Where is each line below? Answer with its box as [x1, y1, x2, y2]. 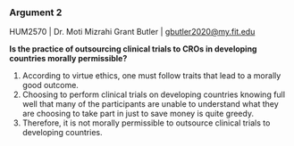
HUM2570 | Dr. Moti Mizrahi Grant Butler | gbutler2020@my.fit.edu [9, 27, 256, 37]
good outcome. [21, 80, 79, 91]
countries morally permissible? [9, 53, 128, 64]
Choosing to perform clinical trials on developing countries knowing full [21, 89, 286, 100]
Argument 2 [9, 6, 63, 19]
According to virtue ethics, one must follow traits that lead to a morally [21, 70, 281, 81]
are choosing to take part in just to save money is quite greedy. [21, 109, 255, 119]
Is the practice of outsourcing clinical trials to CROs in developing [9, 44, 257, 54]
